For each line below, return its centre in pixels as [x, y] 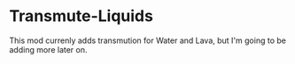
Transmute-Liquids [81, 16]
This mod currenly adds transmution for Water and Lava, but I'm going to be [147, 40]
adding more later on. [48, 49]
